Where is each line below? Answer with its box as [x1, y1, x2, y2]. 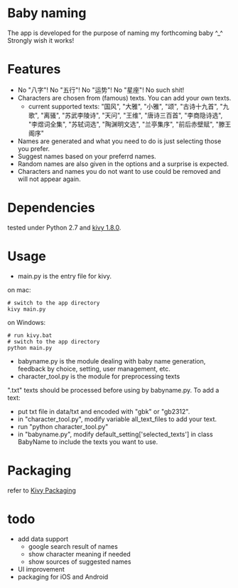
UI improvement [17, 564, 65, 573]
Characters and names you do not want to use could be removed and [17, 167, 221, 175]
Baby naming [7, 5, 87, 21]
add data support [17, 535, 69, 543]
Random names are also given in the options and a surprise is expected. [17, 159, 229, 168]
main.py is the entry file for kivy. [17, 272, 112, 280]
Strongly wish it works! [7, 36, 75, 44]
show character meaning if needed [28, 550, 131, 558]
